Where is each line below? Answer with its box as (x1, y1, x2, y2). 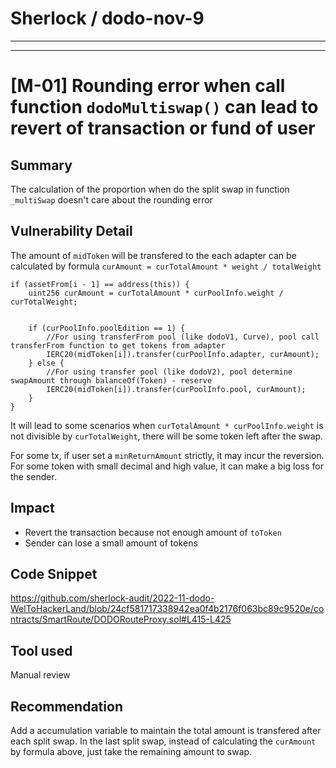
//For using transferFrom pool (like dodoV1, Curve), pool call (46, 332, 320, 342)
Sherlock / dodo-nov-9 (10, 7, 205, 30)
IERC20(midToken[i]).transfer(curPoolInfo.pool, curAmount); (46, 384, 307, 394)
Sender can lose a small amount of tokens (24, 537, 198, 549)
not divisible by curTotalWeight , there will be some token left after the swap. (10, 430, 324, 442)
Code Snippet (10, 565, 98, 582)
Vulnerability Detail (10, 223, 133, 240)
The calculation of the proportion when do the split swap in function (10, 183, 290, 195)
